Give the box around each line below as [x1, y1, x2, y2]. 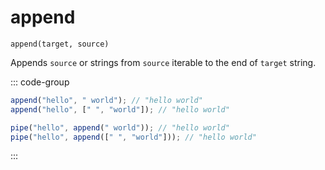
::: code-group [10, 76, 70, 88]
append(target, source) [10, 39, 110, 49]
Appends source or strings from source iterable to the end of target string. [10, 56, 317, 68]
